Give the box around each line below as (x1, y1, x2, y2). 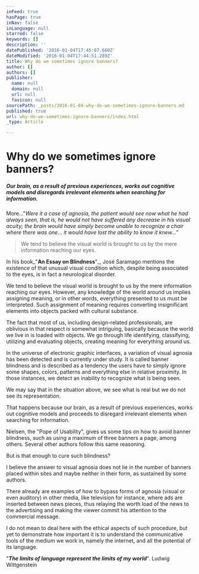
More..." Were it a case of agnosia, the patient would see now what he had (6, 210, 188, 217)
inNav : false (6, 20, 39, 26)
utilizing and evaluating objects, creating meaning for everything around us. (6, 338, 191, 345)
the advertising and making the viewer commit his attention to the (6, 507, 167, 514)
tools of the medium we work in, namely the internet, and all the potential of (6, 537, 191, 544)
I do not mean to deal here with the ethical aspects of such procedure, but (6, 525, 188, 532)
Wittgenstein (6, 562, 37, 569)
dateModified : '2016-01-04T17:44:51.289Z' (6, 53, 113, 59)
